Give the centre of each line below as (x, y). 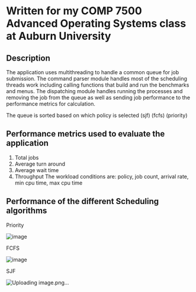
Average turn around (40, 164)
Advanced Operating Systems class (96, 23)
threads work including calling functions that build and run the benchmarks (98, 85)
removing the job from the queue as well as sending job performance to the (98, 97)
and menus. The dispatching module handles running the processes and (94, 91)
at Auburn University (59, 36)
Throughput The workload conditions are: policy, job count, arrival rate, (102, 176)
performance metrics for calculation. (51, 104)
